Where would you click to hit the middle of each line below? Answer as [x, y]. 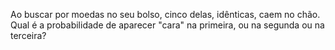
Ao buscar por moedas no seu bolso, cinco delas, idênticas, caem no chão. [165, 14]
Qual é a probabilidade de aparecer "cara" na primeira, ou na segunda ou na [167, 25]
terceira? [28, 35]
